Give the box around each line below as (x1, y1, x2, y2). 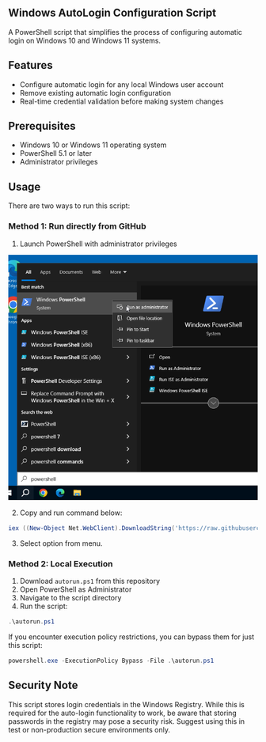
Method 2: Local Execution (8, 558, 113, 569)
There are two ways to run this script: (8, 201, 131, 210)
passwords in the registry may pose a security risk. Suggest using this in (8, 716, 245, 726)
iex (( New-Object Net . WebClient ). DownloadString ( (8, 524, 176, 532)
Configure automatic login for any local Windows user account (19, 79, 224, 89)
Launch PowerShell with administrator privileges (19, 239, 177, 248)
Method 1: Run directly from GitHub (8, 221, 146, 232)
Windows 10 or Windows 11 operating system (19, 140, 167, 150)
